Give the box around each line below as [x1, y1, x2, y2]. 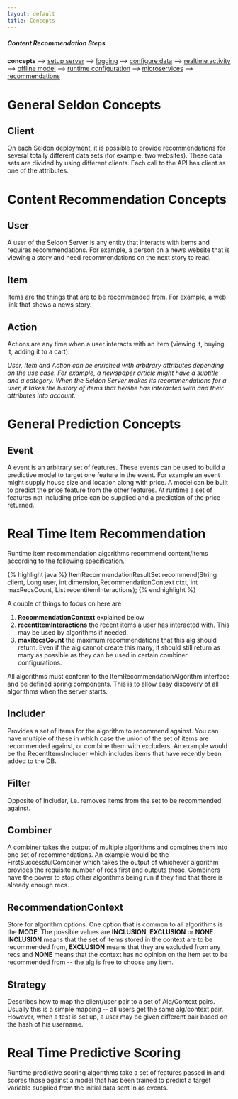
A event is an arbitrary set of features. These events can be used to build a [7, 463, 225, 472]
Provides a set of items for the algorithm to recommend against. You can [7, 726, 219, 735]
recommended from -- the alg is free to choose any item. [7, 958, 174, 966]
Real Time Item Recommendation [7, 526, 206, 542]
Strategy [7, 978, 47, 990]
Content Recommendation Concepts [7, 191, 227, 207]
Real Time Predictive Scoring [7, 1045, 181, 1061]
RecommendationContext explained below [17, 613, 145, 622]
